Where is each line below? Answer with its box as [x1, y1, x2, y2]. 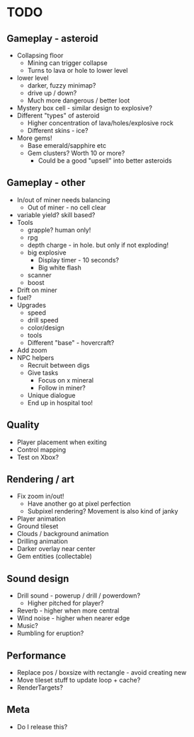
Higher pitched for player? [27, 599, 104, 608]
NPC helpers [16, 353, 55, 361]
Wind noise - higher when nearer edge [16, 614, 130, 622]
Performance [6, 649, 67, 661]
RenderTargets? [16, 683, 63, 692]
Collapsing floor [16, 51, 64, 59]
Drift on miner [16, 286, 57, 294]
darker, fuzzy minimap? [27, 81, 96, 89]
